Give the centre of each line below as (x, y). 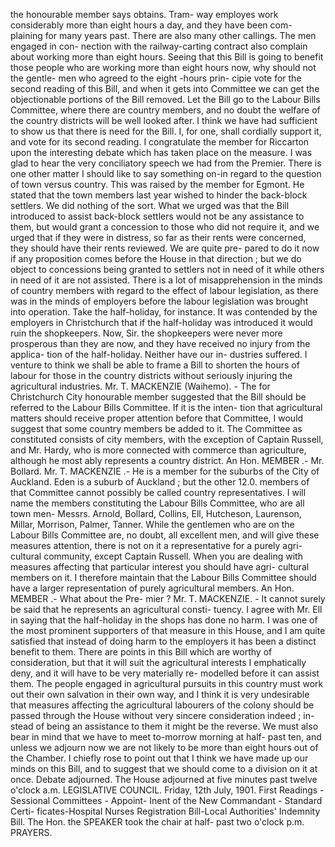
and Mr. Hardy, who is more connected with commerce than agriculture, (158, 450)
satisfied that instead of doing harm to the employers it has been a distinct (163, 641)
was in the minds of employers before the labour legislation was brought (159, 301)
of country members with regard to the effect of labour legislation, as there (164, 290)
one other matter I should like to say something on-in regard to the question (166, 173)
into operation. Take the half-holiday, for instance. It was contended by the (164, 312)
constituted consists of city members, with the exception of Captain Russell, (167, 439)
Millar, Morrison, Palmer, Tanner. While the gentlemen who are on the (152, 524)
